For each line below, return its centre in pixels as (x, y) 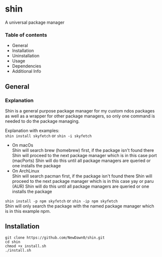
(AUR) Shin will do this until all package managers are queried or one (81, 186)
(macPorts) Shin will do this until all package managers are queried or (81, 161)
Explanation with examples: (32, 130)
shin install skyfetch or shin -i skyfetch (48, 136)
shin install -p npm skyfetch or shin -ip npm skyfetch (61, 201)
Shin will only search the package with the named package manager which (80, 206)
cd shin (13, 242)
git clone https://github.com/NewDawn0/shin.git (55, 238)
